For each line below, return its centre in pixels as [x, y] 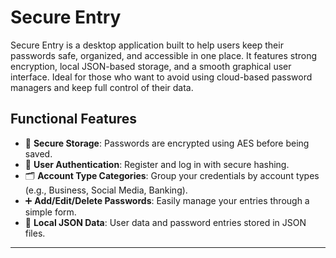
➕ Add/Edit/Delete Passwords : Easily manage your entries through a [167, 200]
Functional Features [74, 119]
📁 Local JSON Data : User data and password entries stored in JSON [165, 222]
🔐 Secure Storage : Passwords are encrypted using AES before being [167, 143]
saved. [38, 153]
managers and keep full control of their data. [102, 87]
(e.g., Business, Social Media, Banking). [106, 190]
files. [35, 233]
